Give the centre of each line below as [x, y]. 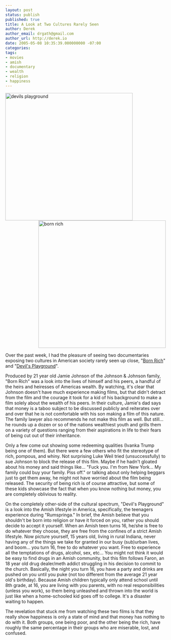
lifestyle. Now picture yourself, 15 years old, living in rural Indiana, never [81, 536]
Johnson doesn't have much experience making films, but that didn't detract [85, 392]
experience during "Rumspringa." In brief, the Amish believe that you [77, 515]
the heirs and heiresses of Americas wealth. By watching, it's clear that [80, 387]
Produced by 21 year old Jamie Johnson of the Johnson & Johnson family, [83, 376]
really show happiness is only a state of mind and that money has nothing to [85, 617]
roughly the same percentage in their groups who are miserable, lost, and [82, 627]
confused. [16, 633]
